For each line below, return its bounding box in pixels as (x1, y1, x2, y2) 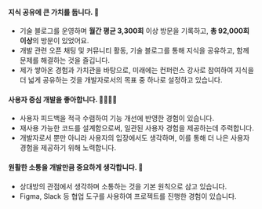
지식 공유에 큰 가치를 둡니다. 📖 (8, 7, 100, 16)
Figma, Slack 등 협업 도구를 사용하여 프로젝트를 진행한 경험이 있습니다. (19, 191, 237, 200)
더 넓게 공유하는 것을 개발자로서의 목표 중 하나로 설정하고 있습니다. (19, 75, 223, 85)
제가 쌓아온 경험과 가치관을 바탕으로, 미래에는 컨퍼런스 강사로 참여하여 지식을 (19, 65, 255, 75)
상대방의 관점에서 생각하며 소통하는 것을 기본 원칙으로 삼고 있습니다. (19, 181, 227, 191)
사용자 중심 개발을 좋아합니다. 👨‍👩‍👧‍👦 (8, 94, 118, 104)
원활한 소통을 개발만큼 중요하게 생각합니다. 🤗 (8, 163, 144, 172)
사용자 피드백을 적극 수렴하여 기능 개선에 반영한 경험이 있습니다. (19, 114, 214, 123)
